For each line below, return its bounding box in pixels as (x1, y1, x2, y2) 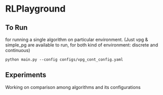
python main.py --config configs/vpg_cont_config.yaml (5, 57, 124, 62)
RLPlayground (5, 3, 66, 15)
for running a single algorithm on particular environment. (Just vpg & (5, 36, 148, 42)
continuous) (5, 47, 30, 53)
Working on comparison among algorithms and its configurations (5, 84, 141, 90)
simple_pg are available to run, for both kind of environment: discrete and (5, 42, 158, 48)
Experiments (5, 71, 47, 79)
